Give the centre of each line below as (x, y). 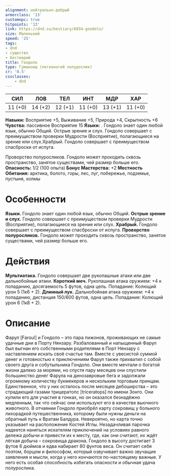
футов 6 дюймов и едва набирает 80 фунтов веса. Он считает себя (79, 446)
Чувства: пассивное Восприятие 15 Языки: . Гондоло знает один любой (84, 125)
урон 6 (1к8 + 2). (23, 303)
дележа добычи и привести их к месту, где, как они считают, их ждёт (81, 435)
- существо (17, 53)
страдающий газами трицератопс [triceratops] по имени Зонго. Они (79, 392)
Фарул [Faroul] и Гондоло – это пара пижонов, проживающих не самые (83, 337)
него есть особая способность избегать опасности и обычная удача (80, 462)
